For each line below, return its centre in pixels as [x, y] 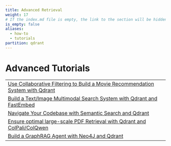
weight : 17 [17, 15]
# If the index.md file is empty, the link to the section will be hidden [86, 19]
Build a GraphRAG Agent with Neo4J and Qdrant [66, 136]
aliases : [15, 29]
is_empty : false [22, 24]
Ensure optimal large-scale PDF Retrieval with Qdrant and [77, 121]
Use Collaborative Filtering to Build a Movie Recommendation [81, 83]
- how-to [19, 34]
